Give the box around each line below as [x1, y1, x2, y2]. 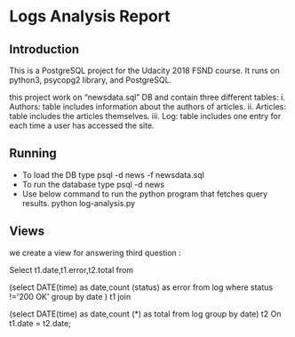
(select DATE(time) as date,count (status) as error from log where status [9, 282, 274, 293]
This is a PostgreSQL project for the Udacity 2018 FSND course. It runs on [9, 65, 280, 76]
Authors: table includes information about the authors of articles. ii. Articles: [9, 101, 286, 112]
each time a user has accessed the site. [9, 120, 155, 131]
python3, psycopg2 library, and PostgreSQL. [9, 75, 172, 85]
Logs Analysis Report [9, 6, 171, 27]
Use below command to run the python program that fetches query [21, 189, 268, 199]
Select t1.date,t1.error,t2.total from [9, 264, 134, 275]
